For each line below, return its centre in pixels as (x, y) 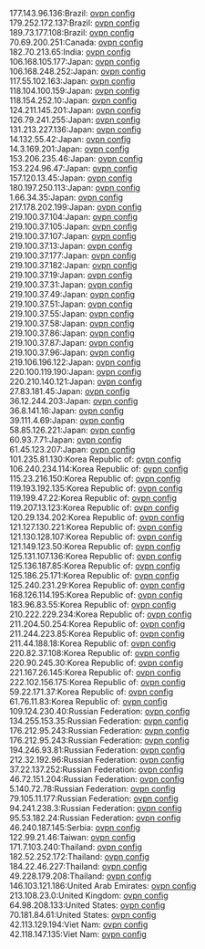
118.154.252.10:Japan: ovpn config (73, 100)
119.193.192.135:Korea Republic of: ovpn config (97, 488)
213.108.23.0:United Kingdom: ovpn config (89, 895)
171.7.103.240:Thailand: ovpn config (76, 847)
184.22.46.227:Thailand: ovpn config (78, 866)
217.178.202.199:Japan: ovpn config (76, 207)
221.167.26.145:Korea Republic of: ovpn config (95, 673)
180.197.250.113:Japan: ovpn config (75, 188)
